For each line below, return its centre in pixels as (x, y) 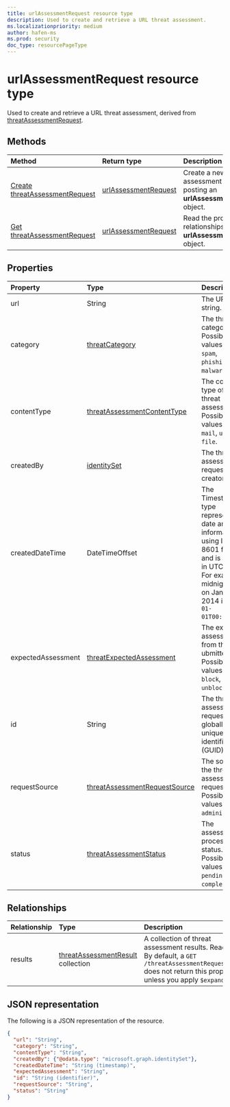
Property (25, 287)
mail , (209, 433)
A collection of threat (177, 939)
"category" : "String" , (46, 1046)
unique (212, 733)
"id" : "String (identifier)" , (56, 1078)
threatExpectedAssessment (131, 657)
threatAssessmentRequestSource (141, 787)
